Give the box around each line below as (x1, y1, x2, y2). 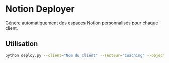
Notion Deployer (5, 3, 75, 15)
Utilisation (5, 40, 38, 48)
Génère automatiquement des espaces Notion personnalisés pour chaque (5, 20, 158, 26)
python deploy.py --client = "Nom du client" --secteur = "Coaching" (5, 53, 145, 58)
